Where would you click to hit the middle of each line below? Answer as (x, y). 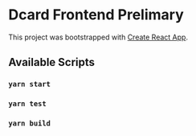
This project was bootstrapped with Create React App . (98, 37)
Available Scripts (51, 62)
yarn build (29, 124)
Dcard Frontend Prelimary (96, 15)
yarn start (29, 84)
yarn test (27, 104)
